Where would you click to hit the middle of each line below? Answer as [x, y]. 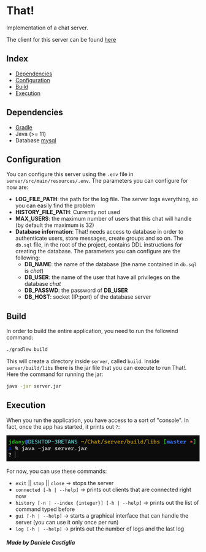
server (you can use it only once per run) [67, 522]
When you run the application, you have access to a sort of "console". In [97, 420]
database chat [43, 284]
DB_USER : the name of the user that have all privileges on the [102, 277]
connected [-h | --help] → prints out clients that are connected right [103, 489]
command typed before [45, 509]
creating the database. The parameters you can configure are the [98, 251]
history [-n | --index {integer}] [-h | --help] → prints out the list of [107, 502]
